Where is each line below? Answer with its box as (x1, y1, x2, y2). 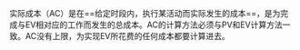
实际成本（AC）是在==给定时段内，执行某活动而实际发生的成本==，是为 (9, 8, 281, 18)
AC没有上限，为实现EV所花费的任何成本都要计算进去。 (25, 31, 230, 41)
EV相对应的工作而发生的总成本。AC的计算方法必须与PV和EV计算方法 (25, 19, 284, 30)
